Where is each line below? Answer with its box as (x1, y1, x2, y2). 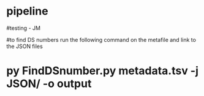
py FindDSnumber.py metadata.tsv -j (6, 64, 199, 78)
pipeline (6, 4, 48, 18)
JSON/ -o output (6, 77, 92, 91)
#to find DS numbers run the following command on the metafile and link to (6, 36, 196, 43)
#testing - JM (6, 24, 41, 32)
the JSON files (6, 43, 43, 50)
